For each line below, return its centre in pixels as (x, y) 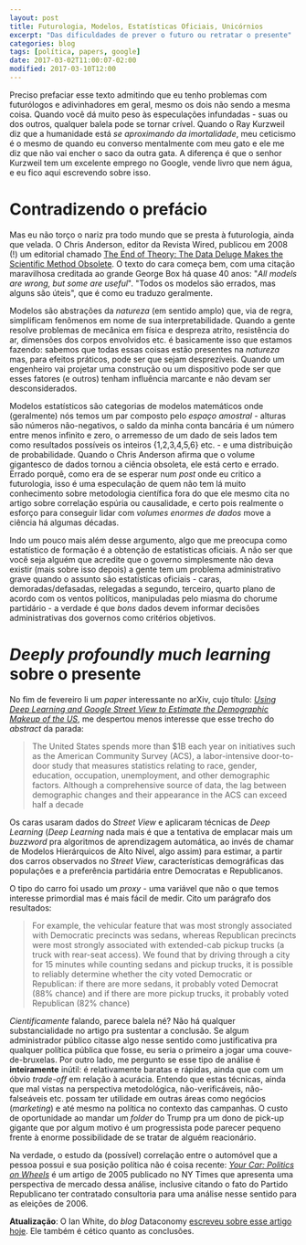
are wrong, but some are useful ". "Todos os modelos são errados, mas (143, 283)
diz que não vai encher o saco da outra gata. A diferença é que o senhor (146, 153)
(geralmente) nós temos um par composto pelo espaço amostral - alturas (148, 416)
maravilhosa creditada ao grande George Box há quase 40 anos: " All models (153, 273)
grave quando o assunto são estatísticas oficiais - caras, (116, 579)
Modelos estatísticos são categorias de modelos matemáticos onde (137, 406)
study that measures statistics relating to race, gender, (154, 765)
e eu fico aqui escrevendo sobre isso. (80, 172)
